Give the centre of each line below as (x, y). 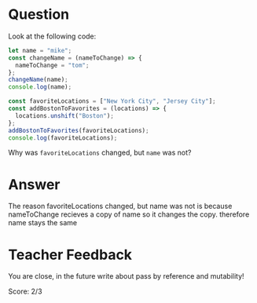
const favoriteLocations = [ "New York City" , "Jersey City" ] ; (112, 101)
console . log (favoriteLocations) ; (63, 138)
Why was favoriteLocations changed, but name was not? (100, 153)
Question (39, 15)
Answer (34, 184)
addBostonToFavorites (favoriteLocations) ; (79, 130)
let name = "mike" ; (40, 50)
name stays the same (43, 223)
